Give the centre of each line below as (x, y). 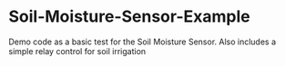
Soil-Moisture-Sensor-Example (130, 17)
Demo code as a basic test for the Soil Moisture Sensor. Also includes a (142, 42)
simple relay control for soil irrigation (77, 51)
